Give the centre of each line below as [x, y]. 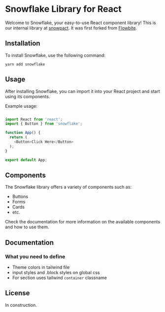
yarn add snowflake [25, 64]
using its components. [28, 96]
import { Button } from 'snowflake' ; [44, 124]
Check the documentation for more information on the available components [83, 222]
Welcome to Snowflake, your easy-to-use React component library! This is [81, 23]
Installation [23, 44]
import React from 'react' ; [34, 119]
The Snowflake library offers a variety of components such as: [68, 187]
